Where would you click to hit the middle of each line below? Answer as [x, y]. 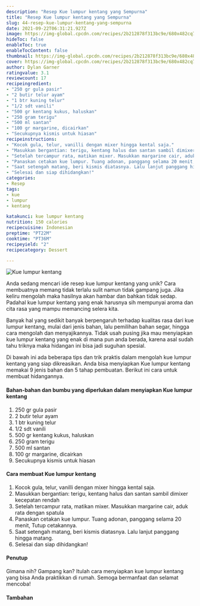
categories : [21, 178]
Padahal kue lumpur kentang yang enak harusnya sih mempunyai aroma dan [100, 302]
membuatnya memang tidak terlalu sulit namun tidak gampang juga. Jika [95, 290]
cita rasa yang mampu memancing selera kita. [62, 309]
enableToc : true [26, 45]
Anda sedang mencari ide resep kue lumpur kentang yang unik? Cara [91, 283]
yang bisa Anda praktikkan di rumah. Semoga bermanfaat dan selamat [92, 577]
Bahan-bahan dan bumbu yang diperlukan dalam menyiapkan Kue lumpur [99, 390]
